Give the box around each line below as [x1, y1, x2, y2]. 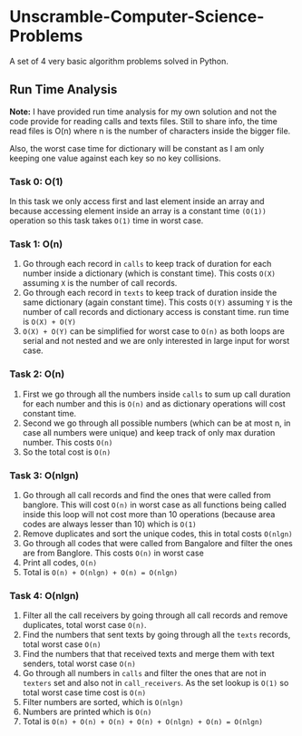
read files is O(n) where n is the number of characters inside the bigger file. [9, 125, 291, 136]
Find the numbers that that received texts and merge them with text [22, 649, 275, 660]
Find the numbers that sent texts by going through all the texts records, [22, 629, 291, 641]
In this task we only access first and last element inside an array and [9, 196, 265, 207]
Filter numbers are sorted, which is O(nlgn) [22, 697, 184, 708]
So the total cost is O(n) [22, 447, 112, 457]
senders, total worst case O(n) [22, 658, 136, 669]
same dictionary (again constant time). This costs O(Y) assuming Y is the [22, 297, 293, 308]
